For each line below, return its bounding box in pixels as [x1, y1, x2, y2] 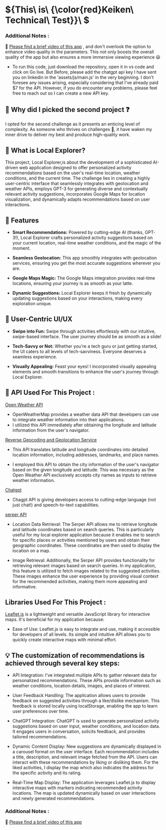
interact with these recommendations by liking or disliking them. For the [12, 759, 159, 765]
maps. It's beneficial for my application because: [5, 616, 105, 622]
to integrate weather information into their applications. [12, 416, 125, 422]
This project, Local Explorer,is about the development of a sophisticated [5, 159, 152, 165]
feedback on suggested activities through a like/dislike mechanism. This [12, 698, 160, 704]
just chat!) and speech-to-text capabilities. [12, 502, 100, 508]
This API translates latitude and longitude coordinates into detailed [12, 446, 148, 452]
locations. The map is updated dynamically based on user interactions [12, 790, 156, 796]
